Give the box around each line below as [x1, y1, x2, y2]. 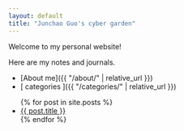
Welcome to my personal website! [8, 41, 122, 51]
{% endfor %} [19, 114, 67, 124]
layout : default [8, 11, 63, 20]
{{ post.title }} [19, 106, 66, 116]
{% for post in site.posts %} [19, 97, 113, 107]
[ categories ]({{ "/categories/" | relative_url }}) [19, 82, 177, 91]
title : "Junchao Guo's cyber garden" [8, 19, 136, 27]
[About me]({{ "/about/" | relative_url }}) [19, 73, 153, 82]
